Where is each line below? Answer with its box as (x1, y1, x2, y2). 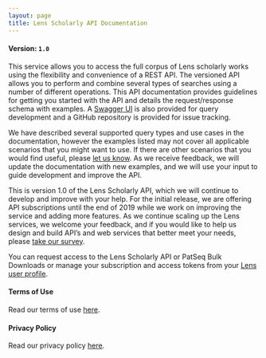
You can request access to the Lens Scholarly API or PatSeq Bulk (8, 252, 222, 262)
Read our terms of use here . (8, 305, 101, 314)
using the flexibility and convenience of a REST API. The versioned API (8, 69, 241, 80)
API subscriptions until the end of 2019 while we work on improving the (8, 203, 241, 212)
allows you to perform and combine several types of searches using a (8, 78, 237, 88)
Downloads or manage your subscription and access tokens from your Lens (8, 260, 257, 269)
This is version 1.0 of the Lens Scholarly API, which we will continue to (8, 185, 239, 195)
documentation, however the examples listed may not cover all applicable (8, 136, 249, 146)
